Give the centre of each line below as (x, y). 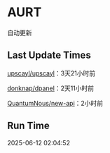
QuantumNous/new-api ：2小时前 (55, 103)
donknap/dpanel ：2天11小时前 (51, 88)
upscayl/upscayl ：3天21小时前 (51, 73)
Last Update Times (49, 55)
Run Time (29, 126)
